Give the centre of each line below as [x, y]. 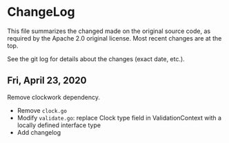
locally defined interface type [59, 125]
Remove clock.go [42, 110]
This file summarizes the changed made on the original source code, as [109, 31]
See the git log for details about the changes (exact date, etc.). [96, 58]
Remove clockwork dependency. [53, 97]
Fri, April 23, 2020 [47, 81]
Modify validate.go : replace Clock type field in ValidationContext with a [119, 118]
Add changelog [39, 132]
